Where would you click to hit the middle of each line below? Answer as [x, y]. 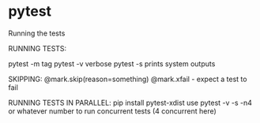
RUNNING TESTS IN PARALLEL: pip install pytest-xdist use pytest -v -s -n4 [130, 102]
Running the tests [37, 33]
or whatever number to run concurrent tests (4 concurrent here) [113, 111]
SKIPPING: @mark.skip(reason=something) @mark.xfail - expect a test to [128, 79]
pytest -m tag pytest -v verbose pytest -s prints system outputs [112, 63]
